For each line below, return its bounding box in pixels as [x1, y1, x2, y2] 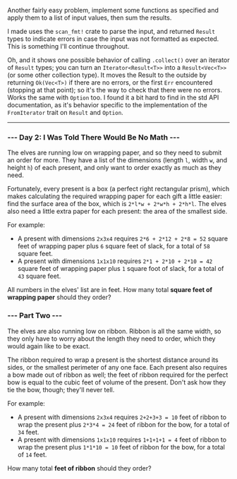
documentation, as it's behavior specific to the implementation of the [7, 101, 208, 109]
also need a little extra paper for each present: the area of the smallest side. [7, 207, 228, 216]
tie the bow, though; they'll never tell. [7, 385, 115, 394]
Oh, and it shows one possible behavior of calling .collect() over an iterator [7, 56, 231, 64]
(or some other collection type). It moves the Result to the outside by [7, 71, 207, 79]
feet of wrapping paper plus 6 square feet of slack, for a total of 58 [17, 242, 210, 250]
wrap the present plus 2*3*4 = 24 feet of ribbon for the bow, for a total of [17, 420, 230, 429]
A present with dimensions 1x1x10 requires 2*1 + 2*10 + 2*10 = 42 [17, 257, 213, 265]
